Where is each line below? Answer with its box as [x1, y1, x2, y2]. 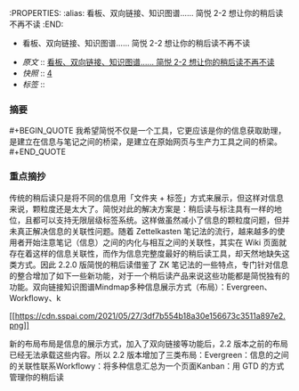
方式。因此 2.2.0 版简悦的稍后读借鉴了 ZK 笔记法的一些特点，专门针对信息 [16, 259, 289, 270]
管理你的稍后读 [9, 371, 64, 382]
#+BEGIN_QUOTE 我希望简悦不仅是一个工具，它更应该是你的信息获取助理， [9, 126, 287, 136]
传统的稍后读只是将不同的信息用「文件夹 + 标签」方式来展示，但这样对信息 [9, 192, 285, 203]
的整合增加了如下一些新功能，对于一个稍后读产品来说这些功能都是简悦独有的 [9, 270, 290, 281]
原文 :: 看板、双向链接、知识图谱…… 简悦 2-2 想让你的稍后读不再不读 [21, 57, 275, 67]
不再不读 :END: [9, 19, 64, 29]
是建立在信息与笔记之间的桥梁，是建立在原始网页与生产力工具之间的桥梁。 [9, 136, 282, 147]
